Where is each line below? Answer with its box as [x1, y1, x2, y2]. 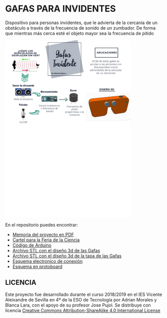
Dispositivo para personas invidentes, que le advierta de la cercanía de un [5, 20, 158, 26]
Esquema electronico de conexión [12, 258, 83, 264]
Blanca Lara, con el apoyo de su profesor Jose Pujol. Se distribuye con [5, 302, 151, 308]
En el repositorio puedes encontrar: [5, 222, 78, 228]
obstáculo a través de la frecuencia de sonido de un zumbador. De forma [5, 25, 156, 31]
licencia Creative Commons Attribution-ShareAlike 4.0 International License [5, 307, 161, 313]
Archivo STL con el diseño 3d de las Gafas [12, 248, 100, 254]
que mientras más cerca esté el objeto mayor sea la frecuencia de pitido [5, 30, 154, 36]
